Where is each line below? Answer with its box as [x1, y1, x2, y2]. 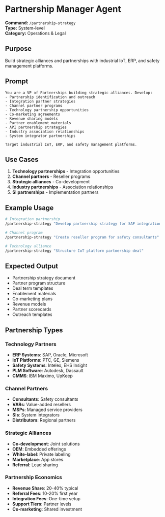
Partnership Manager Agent [5, 3, 121, 15]
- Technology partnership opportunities [5, 107, 89, 112]
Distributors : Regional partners [12, 417, 76, 423]
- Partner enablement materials [5, 120, 71, 125]
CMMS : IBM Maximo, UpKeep [12, 373, 73, 379]
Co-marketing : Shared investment [12, 506, 82, 512]
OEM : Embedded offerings [12, 446, 66, 452]
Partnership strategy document [12, 275, 76, 281]
